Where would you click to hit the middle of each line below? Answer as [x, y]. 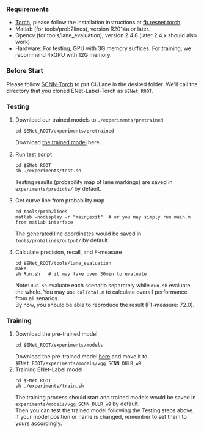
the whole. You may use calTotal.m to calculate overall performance [101, 292]
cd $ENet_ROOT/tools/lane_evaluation [63, 263]
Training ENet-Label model [49, 369]
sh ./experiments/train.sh [49, 386]
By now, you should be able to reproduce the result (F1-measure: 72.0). [105, 305]
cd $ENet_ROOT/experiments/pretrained [64, 131]
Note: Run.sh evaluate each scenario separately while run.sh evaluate [103, 285]
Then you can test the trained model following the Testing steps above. [104, 410]
